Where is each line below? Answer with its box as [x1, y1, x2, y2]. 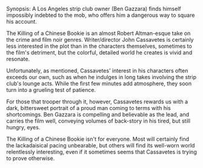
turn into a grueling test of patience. [6, 86, 96, 93]
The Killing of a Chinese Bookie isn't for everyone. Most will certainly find [6, 135, 190, 143]
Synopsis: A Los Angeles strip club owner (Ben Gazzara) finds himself [6, 5, 181, 12]
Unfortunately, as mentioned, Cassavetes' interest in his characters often [6, 67, 188, 74]
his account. [6, 18, 38, 25]
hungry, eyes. [6, 124, 41, 131]
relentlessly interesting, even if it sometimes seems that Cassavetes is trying [6, 148, 197, 155]
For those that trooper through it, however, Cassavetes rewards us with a [6, 98, 188, 105]
